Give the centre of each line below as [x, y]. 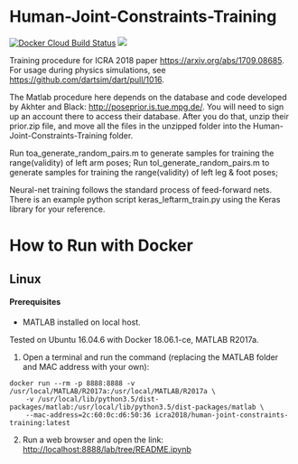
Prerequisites [35, 302]
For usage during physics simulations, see [88, 70]
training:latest [40, 422]
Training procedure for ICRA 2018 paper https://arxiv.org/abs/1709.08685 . [147, 60]
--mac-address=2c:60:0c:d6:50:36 [88, 415]
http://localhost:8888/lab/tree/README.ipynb [107, 449]
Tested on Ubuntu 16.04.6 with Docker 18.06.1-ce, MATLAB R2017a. [134, 339]
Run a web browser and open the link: [93, 440]
